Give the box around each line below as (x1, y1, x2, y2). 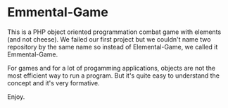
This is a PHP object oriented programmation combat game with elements (7, 28, 222, 36)
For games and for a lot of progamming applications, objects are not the (7, 64, 216, 72)
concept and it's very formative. (7, 78, 100, 87)
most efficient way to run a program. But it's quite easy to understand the (7, 71, 220, 80)
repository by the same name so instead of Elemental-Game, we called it (7, 42, 218, 51)
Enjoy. (7, 92, 25, 101)
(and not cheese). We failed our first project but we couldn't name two (7, 35, 211, 43)
